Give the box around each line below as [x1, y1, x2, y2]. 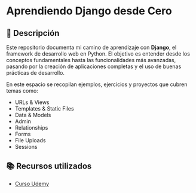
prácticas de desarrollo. [6, 69, 65, 76]
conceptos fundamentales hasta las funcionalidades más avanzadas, [6, 57, 176, 63]
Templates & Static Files [14, 105, 74, 112]
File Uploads [14, 137, 46, 144]
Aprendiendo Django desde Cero [6, 4, 172, 18]
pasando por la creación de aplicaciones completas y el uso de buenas [6, 63, 182, 70]
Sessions [14, 143, 38, 150]
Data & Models [14, 112, 51, 118]
